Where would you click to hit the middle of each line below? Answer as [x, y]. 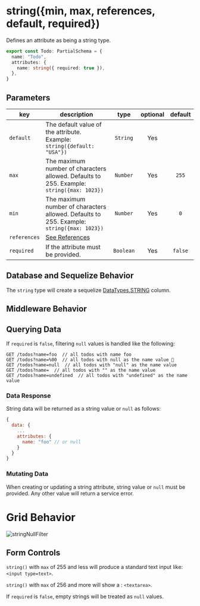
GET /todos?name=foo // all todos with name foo [69, 355]
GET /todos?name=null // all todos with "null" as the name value [92, 365]
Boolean [124, 251]
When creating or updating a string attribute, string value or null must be [96, 487]
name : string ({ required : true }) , [61, 68]
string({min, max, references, [81, 11]
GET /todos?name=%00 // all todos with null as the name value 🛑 [90, 360]
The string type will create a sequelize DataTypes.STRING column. [88, 290]
